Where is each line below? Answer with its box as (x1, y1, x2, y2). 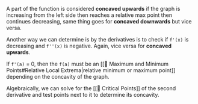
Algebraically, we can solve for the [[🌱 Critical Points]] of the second (6, 85, 176, 92)
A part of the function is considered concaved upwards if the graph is (6, 5, 181, 12)
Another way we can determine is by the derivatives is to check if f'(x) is (6, 36, 189, 43)
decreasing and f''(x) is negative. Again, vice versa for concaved (6, 42, 172, 49)
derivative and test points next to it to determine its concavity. (6, 91, 159, 98)
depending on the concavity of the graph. (6, 73, 110, 80)
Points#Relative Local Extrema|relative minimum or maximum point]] (6, 67, 176, 74)
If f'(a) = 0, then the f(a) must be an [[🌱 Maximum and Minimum (6, 60, 169, 67)
